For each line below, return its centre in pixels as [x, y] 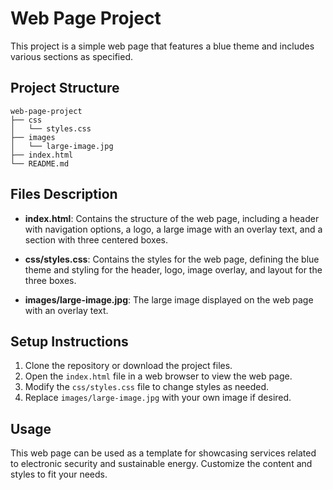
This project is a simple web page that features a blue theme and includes [162, 46]
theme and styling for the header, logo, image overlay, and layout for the [173, 269]
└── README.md [40, 163]
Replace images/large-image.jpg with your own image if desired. [158, 398]
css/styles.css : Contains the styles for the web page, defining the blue [172, 259]
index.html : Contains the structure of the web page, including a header [172, 218]
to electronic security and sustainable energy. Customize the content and [161, 464]
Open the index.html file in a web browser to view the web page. [158, 376]
